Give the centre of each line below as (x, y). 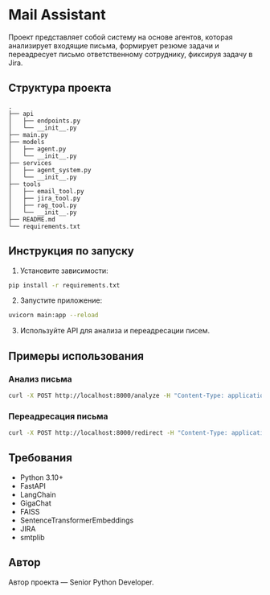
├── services (30, 163)
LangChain (38, 494)
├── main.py (28, 134)
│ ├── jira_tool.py (45, 198)
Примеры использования (76, 356)
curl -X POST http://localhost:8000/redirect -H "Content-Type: (118, 433)
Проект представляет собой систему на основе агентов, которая (121, 37)
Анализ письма (40, 378)
